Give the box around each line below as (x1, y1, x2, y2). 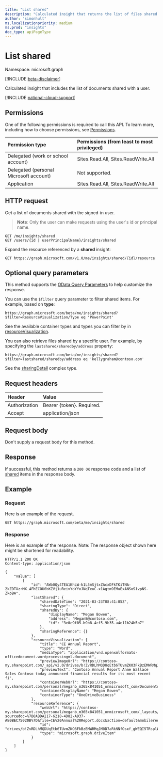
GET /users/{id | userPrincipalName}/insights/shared (5, 238, 116, 243)
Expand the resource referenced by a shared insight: (5, 246, 111, 252)
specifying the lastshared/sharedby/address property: (5, 343, 113, 349)
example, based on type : (5, 301, 55, 307)
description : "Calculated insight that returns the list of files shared (5, 12, 158, 16)
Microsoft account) (7, 173, 51, 179)
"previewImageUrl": (39, 659, 79, 663)
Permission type (7, 141, 47, 148)
